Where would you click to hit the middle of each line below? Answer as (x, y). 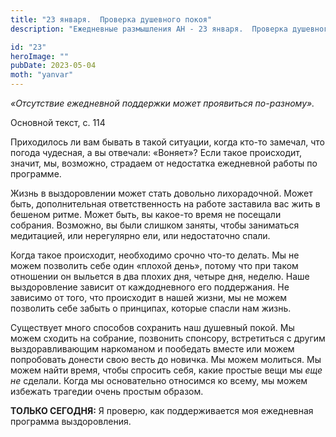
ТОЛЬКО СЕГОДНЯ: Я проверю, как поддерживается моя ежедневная (162, 410)
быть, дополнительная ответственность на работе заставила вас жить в (165, 204)
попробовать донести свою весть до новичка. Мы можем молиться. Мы (166, 359)
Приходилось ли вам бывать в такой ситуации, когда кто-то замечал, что (167, 142)
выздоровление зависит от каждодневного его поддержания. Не (150, 287)
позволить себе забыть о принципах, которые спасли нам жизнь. (151, 308)
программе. (36, 174)
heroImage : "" (40, 56)
